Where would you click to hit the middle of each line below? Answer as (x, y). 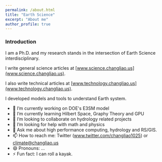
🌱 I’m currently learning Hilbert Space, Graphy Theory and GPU (78, 113)
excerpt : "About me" (27, 19)
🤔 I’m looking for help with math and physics (59, 124)
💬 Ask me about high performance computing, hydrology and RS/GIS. (85, 130)
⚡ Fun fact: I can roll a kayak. (43, 154)
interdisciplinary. (22, 58)
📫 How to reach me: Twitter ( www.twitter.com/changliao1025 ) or (80, 135)
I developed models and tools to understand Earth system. (66, 98)
